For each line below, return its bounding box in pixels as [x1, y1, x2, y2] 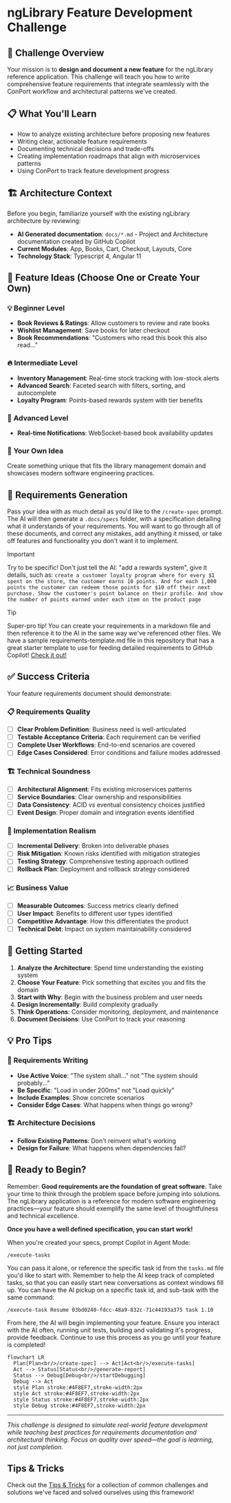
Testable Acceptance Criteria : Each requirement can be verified [16, 733, 201, 741]
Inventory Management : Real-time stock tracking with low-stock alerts [16, 374, 219, 382]
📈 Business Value [7, 883, 69, 893]
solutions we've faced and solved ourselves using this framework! [7, 1489, 195, 1497]
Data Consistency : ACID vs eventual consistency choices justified [16, 800, 205, 809]
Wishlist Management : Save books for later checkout [16, 326, 170, 335]
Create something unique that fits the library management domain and [7, 462, 206, 470]
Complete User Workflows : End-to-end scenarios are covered [16, 740, 196, 749]
